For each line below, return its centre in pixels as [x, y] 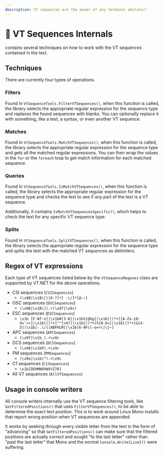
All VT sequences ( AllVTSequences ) [47, 374]
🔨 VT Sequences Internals [59, 34]
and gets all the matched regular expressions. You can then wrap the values [82, 152]
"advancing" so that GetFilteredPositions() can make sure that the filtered [81, 431]
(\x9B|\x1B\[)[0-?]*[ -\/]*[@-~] [54, 298]
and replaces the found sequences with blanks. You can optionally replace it [82, 114]
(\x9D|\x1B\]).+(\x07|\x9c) [48, 309]
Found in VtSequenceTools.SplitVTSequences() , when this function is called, [81, 240]
